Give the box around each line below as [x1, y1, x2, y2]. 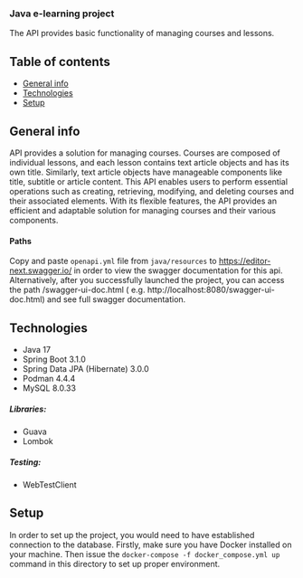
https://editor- [218, 256, 271, 267]
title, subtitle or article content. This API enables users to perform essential [9, 175, 288, 187]
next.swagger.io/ [9, 265, 72, 276]
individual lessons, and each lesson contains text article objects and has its [9, 156, 289, 167]
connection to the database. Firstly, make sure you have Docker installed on [9, 539, 292, 550]
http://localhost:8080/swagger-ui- [147, 284, 276, 296]
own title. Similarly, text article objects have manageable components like [9, 166, 283, 177]
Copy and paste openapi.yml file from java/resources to [9, 256, 217, 267]
